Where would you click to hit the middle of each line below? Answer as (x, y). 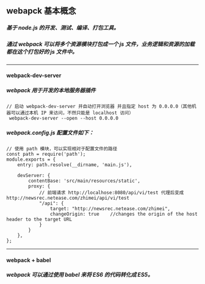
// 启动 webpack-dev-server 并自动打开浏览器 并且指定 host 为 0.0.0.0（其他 (99, 107)
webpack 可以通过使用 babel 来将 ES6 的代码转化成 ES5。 (80, 275)
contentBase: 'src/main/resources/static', (84, 181)
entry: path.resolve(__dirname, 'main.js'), (75, 165)
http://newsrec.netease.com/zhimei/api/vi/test (68, 198)
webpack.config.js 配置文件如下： (50, 133)
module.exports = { (31, 160)
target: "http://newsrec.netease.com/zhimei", (110, 209)
